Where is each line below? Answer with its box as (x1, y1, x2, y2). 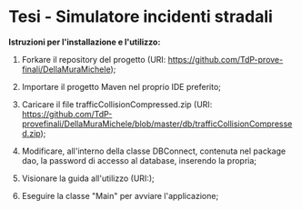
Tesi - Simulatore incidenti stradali (8, 6, 274, 27)
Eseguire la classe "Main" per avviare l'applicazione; (21, 190, 219, 201)
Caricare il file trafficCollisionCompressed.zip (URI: (21, 98, 213, 110)
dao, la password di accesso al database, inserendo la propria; (21, 155, 257, 165)
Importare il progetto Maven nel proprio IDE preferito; (21, 81, 222, 92)
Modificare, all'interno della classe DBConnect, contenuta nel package (21, 145, 287, 156)
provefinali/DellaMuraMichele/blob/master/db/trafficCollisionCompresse (21, 118, 293, 129)
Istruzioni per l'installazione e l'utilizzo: (8, 36, 161, 47)
